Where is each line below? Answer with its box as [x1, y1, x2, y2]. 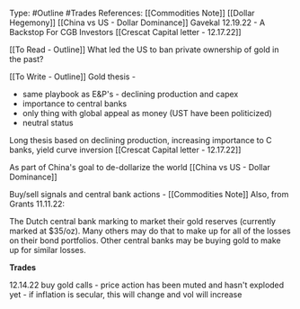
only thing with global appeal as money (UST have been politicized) [22, 108, 272, 118]
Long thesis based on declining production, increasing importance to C [9, 135, 272, 145]
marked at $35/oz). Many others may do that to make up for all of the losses [9, 225, 291, 236]
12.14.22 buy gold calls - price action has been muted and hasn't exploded [9, 279, 285, 290]
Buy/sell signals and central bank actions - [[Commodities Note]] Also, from [9, 189, 289, 199]
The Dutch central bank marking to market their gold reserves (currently [9, 216, 277, 226]
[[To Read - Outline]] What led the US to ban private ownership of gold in [9, 44, 279, 55]
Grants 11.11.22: [9, 198, 66, 209]
